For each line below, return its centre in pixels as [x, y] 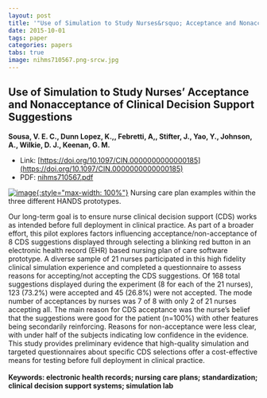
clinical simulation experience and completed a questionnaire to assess [125, 267]
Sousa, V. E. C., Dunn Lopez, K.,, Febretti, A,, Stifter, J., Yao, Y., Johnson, [130, 136]
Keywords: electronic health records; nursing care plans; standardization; [133, 377]
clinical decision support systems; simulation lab [91, 385]
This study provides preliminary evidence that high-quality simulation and [128, 343]
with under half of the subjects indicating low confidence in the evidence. [128, 334]
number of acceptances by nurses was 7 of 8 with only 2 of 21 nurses [122, 301]
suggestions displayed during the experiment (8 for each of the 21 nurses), [131, 284]
